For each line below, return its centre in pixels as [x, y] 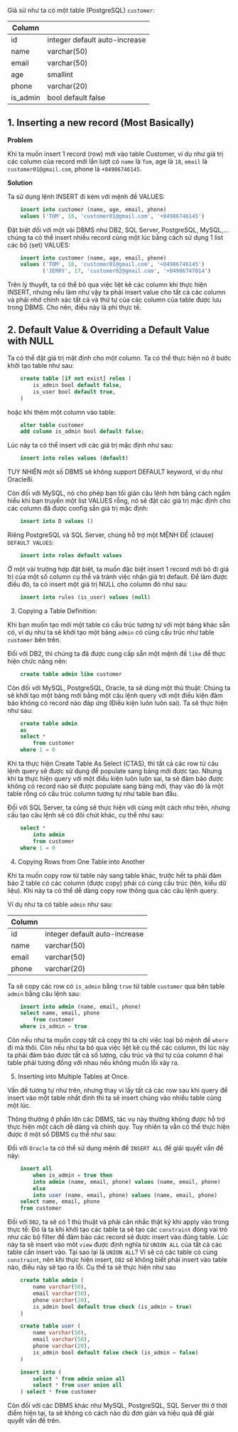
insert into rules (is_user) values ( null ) [86, 597]
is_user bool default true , [74, 392]
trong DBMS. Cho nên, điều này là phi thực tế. [75, 307]
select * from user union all [77, 1385]
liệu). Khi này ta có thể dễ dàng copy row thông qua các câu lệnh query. [113, 890]
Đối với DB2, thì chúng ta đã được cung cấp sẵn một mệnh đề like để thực [117, 653]
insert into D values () [57, 521]
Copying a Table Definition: [57, 610]
